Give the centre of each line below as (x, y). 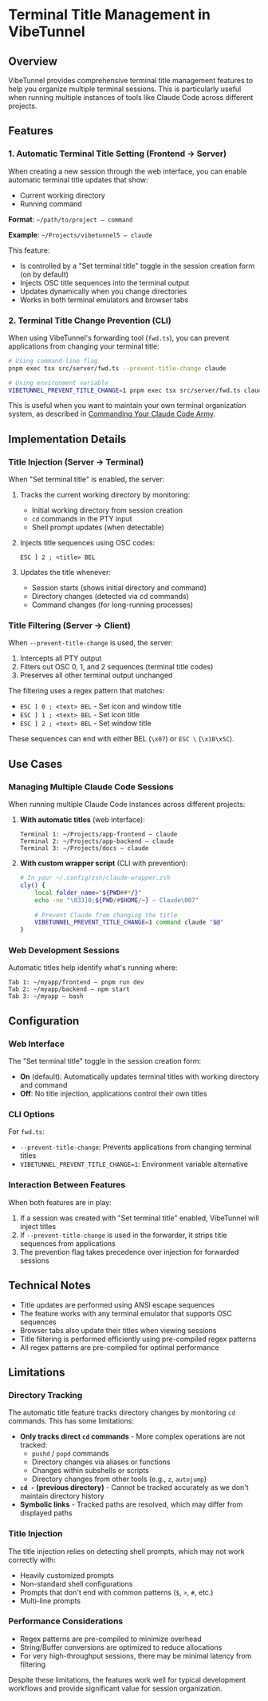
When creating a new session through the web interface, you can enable (128, 171)
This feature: (29, 250)
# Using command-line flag (53, 361)
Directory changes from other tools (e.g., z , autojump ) (119, 1479)
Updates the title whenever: (65, 573)
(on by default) (44, 274)
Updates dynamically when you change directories (103, 291)
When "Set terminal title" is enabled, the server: (87, 479)
